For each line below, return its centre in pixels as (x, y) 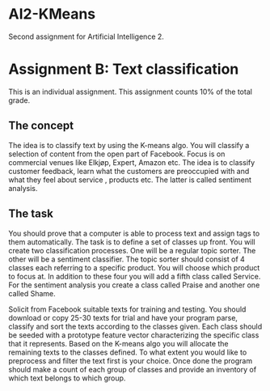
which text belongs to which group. (67, 378)
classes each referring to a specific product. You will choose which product (134, 267)
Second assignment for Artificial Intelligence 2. (86, 36)
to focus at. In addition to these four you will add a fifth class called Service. (135, 276)
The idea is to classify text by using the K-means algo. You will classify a (129, 145)
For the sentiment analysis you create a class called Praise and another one (134, 285)
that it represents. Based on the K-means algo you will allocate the (118, 343)
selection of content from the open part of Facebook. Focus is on (117, 154)
